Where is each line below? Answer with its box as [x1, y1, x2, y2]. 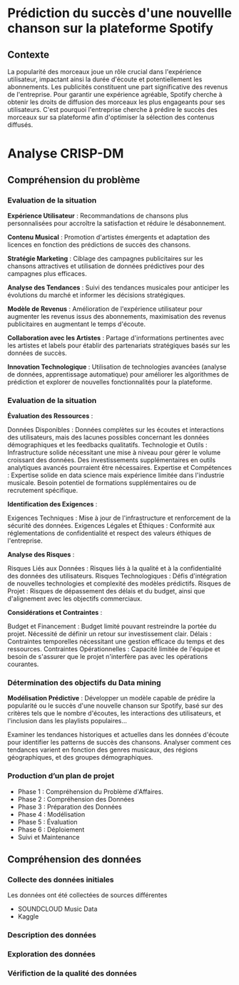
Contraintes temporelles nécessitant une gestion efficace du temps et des [7, 637, 225, 646]
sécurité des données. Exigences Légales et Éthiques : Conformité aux [7, 521, 215, 530]
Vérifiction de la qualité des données [7, 969, 137, 979]
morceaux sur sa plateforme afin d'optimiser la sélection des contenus [7, 113, 215, 121]
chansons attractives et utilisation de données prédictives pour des [7, 262, 205, 270]
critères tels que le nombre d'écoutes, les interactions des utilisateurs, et [7, 709, 221, 718]
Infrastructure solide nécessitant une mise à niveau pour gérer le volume [7, 448, 221, 457]
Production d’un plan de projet [7, 771, 115, 781]
